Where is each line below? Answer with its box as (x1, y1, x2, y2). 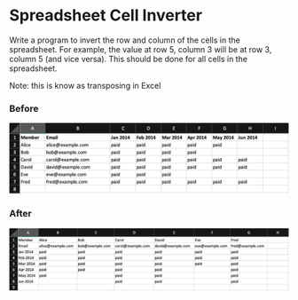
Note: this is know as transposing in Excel (9, 80, 161, 91)
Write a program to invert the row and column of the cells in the (9, 35, 241, 45)
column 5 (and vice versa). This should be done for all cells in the (9, 53, 248, 64)
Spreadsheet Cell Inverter (9, 5, 202, 26)
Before (9, 102, 39, 114)
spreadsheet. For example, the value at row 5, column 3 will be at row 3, (9, 43, 272, 54)
